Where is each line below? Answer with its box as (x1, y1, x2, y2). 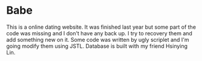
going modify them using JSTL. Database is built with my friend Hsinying (6, 42, 188, 50)
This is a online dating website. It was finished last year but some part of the (6, 23, 197, 30)
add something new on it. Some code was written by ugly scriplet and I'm (6, 36, 189, 43)
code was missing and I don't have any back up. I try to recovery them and (6, 29, 192, 36)
